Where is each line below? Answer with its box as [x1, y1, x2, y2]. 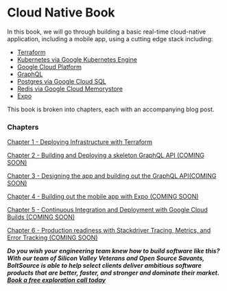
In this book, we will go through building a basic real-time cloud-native [7, 27, 206, 36]
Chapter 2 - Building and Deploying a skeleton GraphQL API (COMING [7, 151, 204, 159]
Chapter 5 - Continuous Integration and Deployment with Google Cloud [7, 206, 208, 214]
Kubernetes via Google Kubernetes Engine [16, 55, 137, 63]
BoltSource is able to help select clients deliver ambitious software [7, 261, 202, 270]
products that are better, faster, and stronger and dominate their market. [7, 269, 219, 277]
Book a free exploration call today [7, 276, 106, 284]
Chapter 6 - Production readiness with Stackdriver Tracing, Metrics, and [7, 226, 211, 235]
